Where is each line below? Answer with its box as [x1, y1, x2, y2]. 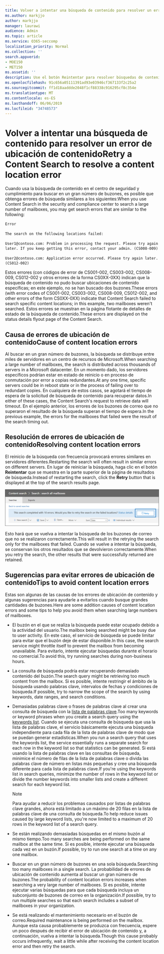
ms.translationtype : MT [5, 91, 54, 95]
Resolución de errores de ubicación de [5, 433, 124, 441]
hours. [12, 658, 25, 664]
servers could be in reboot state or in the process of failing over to [5, 382, 139, 388]
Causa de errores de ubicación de [5, 331, 110, 339]
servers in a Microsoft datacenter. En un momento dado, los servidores [5, 367, 148, 372]
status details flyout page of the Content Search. [5, 316, 103, 322]
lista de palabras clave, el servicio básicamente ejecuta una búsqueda [12, 724, 154, 730]
